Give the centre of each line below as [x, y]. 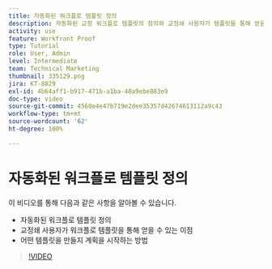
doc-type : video [36, 99]
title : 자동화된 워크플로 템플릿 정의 [63, 16]
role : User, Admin [39, 53]
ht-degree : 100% [36, 129]
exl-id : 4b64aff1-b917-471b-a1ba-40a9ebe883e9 [88, 91]
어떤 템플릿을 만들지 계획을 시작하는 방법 [84, 240]
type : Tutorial [34, 46]
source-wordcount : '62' [49, 122]
